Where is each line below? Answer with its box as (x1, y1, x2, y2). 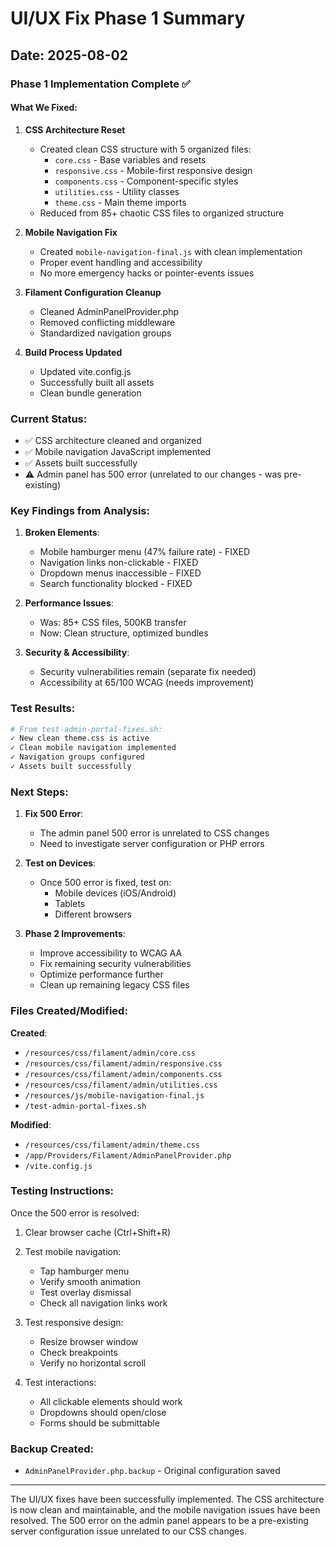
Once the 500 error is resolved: (10, 1207, 140, 1219)
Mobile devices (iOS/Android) (54, 887, 177, 899)
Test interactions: (24, 1376, 97, 1388)
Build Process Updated (24, 346, 123, 358)
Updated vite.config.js (39, 365, 132, 377)
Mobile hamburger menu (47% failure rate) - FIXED (39, 546, 251, 558)
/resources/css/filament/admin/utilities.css (24, 1080, 218, 1090)
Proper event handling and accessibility (39, 256, 203, 268)
